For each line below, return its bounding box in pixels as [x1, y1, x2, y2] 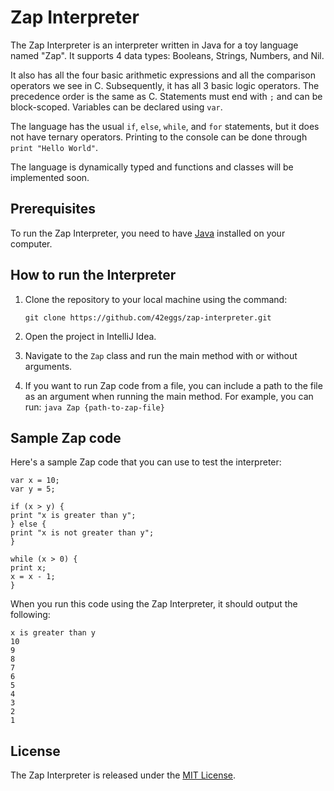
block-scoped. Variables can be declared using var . [10, 101, 223, 113]
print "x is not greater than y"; [10, 528, 155, 538]
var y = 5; [10, 484, 56, 495]
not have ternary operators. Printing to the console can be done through [10, 131, 308, 143]
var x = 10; [10, 476, 60, 486]
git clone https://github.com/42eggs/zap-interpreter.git [24, 312, 272, 323]
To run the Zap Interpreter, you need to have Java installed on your [10, 227, 286, 239]
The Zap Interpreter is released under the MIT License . [10, 769, 237, 781]
